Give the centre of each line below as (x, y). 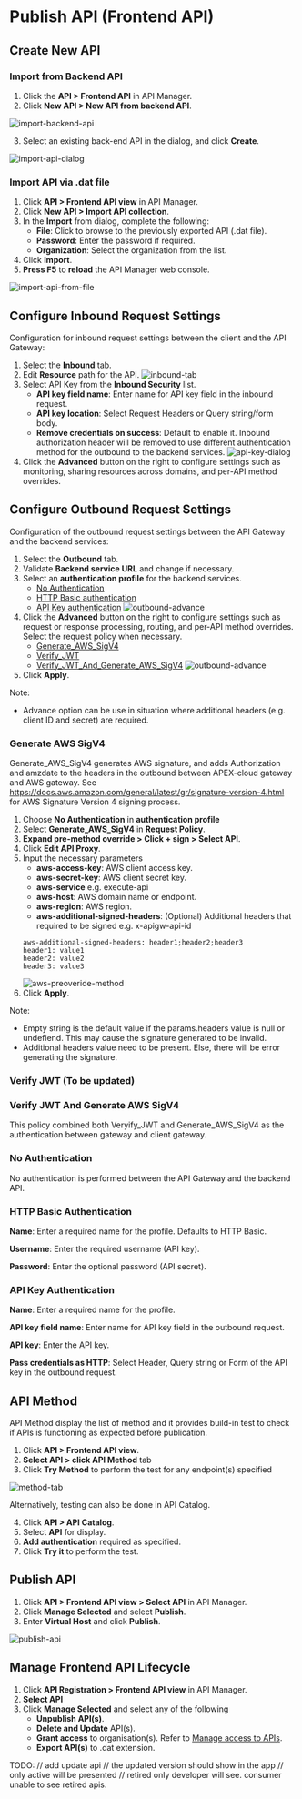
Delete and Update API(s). (86, 1728)
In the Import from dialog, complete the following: (116, 221)
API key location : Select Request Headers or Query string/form (155, 413)
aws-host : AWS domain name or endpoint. (116, 897)
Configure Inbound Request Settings (115, 316)
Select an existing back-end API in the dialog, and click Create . (141, 141)
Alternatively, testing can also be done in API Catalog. (110, 1505)
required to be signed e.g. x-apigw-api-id (114, 926)
